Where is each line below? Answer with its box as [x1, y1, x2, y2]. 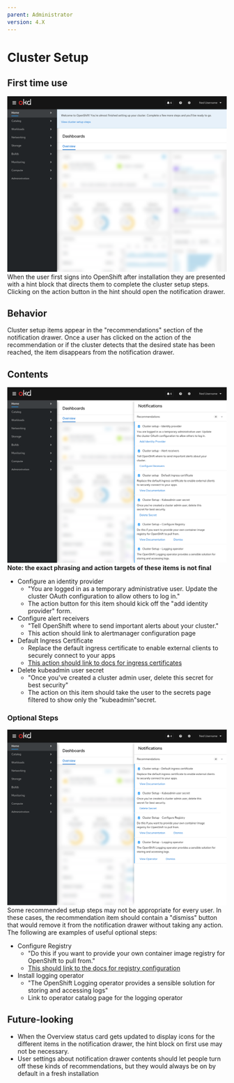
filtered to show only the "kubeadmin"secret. [27, 696, 157, 704]
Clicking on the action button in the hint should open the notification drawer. [7, 287, 226, 295]
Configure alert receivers [17, 614, 89, 623]
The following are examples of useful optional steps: [7, 928, 158, 937]
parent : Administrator [7, 11, 73, 18]
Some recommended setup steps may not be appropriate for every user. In [7, 906, 221, 914]
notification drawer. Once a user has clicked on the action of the [7, 333, 192, 341]
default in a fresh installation [17, 1069, 99, 1077]
